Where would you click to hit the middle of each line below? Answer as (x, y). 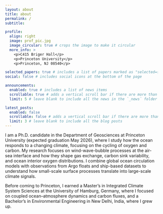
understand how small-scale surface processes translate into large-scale (78, 171)
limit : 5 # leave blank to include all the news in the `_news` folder (83, 99)
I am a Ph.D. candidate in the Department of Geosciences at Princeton (75, 135)
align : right (23, 36)
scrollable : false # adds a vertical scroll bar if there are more (79, 117)
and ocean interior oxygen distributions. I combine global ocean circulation (80, 161)
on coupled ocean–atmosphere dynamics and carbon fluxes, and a (72, 196)
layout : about (19, 9)
